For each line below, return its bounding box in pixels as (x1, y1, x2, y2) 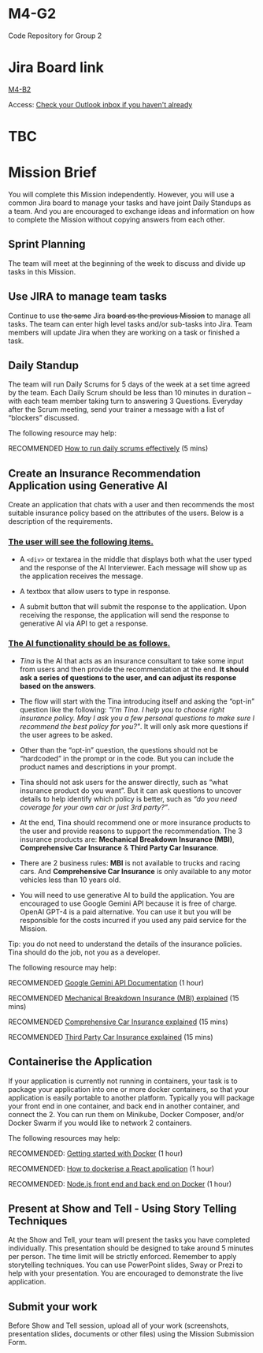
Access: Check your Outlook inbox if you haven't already (8, 99, 193, 109)
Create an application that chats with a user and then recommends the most (8, 500, 254, 510)
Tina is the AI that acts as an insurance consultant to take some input (19, 656, 244, 665)
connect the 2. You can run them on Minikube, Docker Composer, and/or (8, 1109, 244, 1119)
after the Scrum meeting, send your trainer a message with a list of (8, 405, 225, 414)
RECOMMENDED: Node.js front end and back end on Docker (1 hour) (8, 1179, 232, 1188)
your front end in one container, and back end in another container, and (8, 1101, 240, 1111)
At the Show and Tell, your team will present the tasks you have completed (8, 1235, 250, 1245)
